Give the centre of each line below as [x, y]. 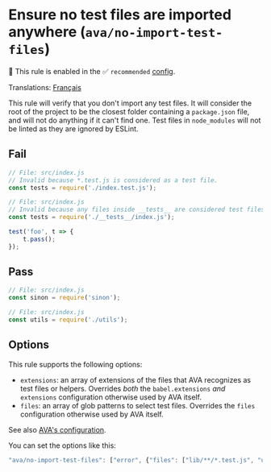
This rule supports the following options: [75, 364]
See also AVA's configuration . [57, 429]
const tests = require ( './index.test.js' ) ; [83, 188]
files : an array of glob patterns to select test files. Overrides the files [138, 405]
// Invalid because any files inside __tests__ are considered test [126, 210]
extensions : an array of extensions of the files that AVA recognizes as [135, 379]
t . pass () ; [40, 239]
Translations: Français [45, 87]
